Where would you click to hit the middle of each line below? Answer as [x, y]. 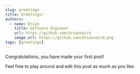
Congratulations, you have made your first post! [55, 56]
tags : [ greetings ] [24, 42]
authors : [14, 19]
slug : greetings [22, 10]
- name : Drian [24, 24]
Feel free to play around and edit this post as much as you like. [70, 66]
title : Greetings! [24, 14]
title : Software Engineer [42, 28]
